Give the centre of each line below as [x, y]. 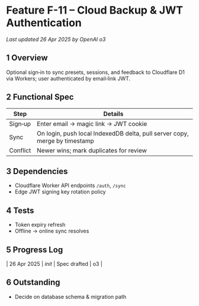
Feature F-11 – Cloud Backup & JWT [95, 10]
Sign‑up [20, 124]
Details [113, 114]
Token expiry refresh [40, 225]
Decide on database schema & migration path [70, 297]
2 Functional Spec [40, 97]
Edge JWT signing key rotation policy [60, 192]
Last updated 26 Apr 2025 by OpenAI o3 [56, 39]
